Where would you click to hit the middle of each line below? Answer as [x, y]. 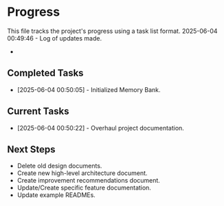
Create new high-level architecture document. [82, 173]
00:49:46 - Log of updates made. [54, 38]
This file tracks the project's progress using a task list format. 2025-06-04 [112, 31]
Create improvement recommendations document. [88, 181]
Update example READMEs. [56, 195]
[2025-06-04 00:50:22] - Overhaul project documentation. [100, 128]
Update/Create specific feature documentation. [84, 188]
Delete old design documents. [59, 166]
